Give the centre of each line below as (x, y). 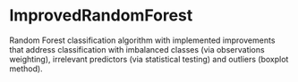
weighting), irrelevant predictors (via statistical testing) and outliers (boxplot (149, 59)
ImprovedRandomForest (101, 16)
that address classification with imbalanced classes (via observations (137, 49)
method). (26, 69)
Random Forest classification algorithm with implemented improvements (142, 40)
